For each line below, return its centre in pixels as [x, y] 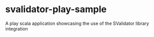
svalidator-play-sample [56, 9]
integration [17, 28]
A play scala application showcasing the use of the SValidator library [77, 23]
